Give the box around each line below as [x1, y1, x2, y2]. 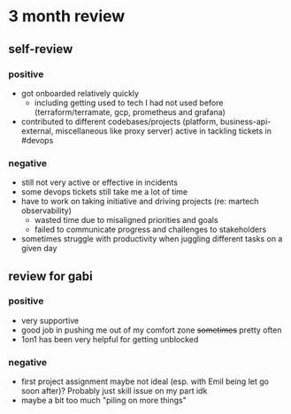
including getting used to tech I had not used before [34, 97, 224, 108]
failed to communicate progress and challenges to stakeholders [34, 224, 267, 235]
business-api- [219, 116, 272, 126]
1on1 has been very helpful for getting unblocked [20, 333, 199, 344]
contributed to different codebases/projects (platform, [20, 116, 218, 126]
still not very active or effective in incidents [20, 177, 179, 188]
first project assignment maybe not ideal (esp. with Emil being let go [20, 376, 269, 387]
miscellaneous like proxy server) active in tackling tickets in [55, 126, 272, 136]
